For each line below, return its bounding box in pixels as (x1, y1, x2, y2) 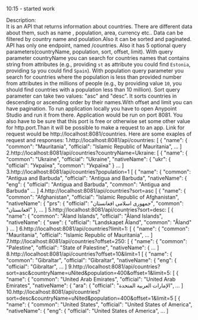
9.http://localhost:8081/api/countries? (68, 263, 161, 270)
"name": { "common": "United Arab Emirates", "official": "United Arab (6, 276, 176, 283)
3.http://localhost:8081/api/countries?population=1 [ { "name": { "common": (6, 168, 191, 175)
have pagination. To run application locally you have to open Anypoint (6, 105, 177, 112)
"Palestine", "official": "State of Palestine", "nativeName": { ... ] (6, 244, 159, 251)
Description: (6, 17, 36, 23)
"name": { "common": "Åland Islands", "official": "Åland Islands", (6, 212, 163, 219)
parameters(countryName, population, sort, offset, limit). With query (6, 48, 174, 55)
